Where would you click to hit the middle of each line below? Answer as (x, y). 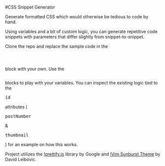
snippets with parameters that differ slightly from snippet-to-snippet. (75, 37)
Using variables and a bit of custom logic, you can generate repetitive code (81, 31)
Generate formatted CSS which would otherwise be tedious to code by (77, 17)
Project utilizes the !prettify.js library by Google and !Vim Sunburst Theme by (83, 154)
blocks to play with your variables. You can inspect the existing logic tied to (82, 83)
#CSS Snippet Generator (30, 7)
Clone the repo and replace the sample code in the (57, 46)
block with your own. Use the (35, 69)
